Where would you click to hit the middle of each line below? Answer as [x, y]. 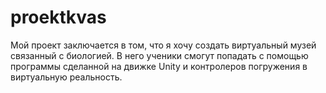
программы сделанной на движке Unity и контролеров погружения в [159, 66]
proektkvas [58, 17]
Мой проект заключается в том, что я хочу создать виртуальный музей [163, 45]
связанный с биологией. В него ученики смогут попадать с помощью [159, 55]
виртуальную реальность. [66, 77]
